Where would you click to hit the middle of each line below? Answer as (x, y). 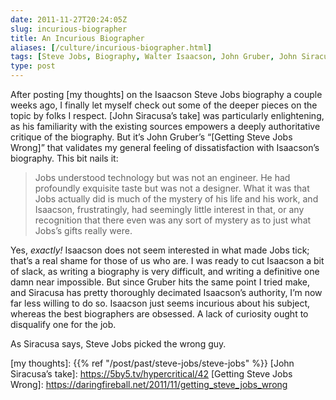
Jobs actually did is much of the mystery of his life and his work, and (176, 199)
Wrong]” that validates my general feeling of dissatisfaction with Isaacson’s (165, 147)
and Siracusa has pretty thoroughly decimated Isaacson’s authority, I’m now (166, 292)
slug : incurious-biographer (69, 29)
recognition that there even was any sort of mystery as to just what (173, 220)
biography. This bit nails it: (64, 158)
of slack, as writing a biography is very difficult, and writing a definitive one (165, 271)
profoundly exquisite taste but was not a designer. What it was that (172, 188)
